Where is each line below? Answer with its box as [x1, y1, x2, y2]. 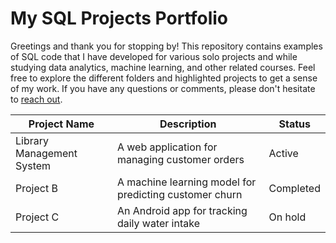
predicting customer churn [116, 187, 243, 201]
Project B [15, 181, 58, 195]
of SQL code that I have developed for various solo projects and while [10, 50, 298, 62]
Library [15, 133, 49, 147]
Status [278, 117, 311, 131]
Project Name [28, 117, 95, 131]
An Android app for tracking [116, 203, 248, 217]
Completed [268, 181, 321, 195]
